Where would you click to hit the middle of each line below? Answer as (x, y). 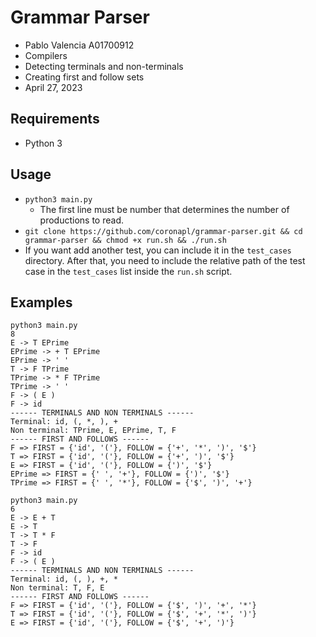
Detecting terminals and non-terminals (104, 66)
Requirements (55, 119)
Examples (41, 302)
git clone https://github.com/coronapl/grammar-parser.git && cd (163, 231)
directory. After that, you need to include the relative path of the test (165, 260)
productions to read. (81, 220)
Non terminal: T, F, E (57, 588)
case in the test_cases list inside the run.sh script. (128, 271)
